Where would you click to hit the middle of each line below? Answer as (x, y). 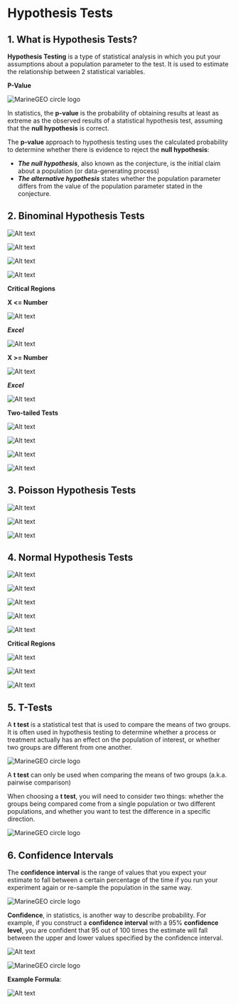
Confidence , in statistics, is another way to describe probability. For (107, 915)
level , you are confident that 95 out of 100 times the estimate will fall (108, 931)
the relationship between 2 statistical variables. (76, 72)
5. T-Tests (30, 707)
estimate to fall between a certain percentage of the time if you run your (113, 880)
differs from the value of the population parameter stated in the (110, 186)
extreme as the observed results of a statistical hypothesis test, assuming (115, 120)
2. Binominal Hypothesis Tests (76, 216)
